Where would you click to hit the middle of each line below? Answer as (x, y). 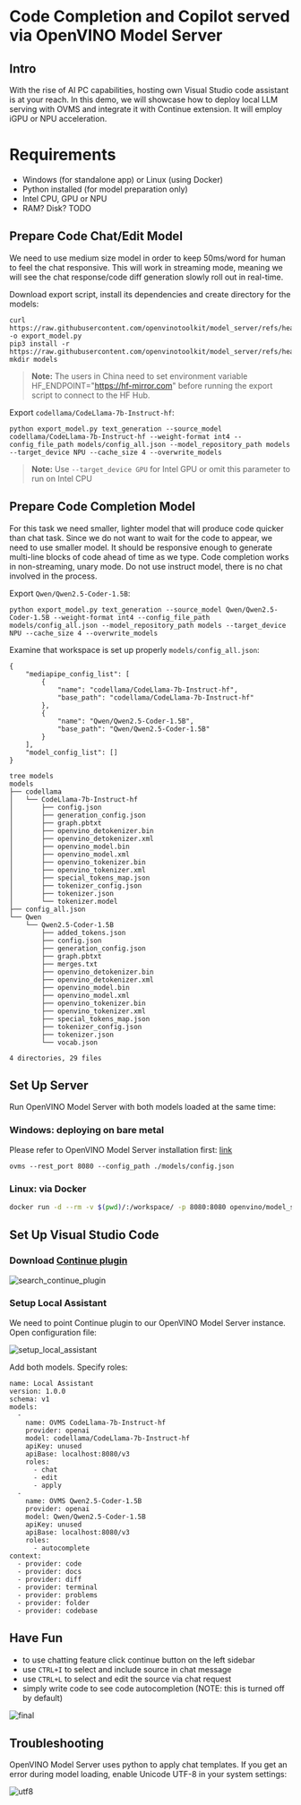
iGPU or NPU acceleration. (58, 119)
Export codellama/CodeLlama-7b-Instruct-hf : (92, 412)
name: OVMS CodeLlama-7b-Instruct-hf (96, 1423)
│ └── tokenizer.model (64, 901)
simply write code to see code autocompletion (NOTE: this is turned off (153, 1688)
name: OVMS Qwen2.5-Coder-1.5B (84, 1501)
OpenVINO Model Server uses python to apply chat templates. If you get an (149, 1765)
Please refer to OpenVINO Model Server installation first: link (121, 1149)
